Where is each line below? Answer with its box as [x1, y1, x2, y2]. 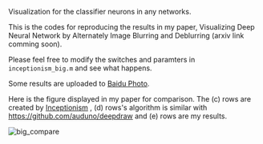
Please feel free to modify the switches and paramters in [8, 55, 196, 64]
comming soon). [8, 39, 63, 49]
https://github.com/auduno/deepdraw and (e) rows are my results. [8, 111, 228, 121]
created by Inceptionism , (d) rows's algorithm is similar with [8, 103, 208, 112]
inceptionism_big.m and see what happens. [8, 63, 152, 73]
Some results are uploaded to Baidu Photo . [8, 79, 150, 88]
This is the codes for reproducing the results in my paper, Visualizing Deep [8, 22, 255, 31]
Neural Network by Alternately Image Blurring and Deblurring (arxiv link [8, 31, 245, 40]
